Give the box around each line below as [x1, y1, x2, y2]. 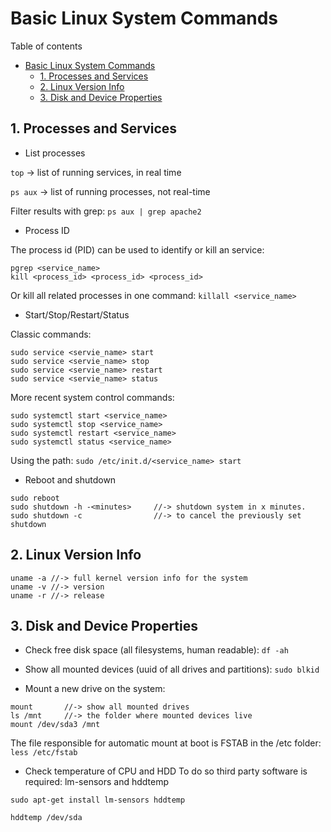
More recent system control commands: [10, 391, 175, 403]
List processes [24, 147, 86, 159]
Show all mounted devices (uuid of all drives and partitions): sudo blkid [24, 663, 320, 676]
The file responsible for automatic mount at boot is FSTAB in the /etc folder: [10, 737, 322, 749]
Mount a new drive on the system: [24, 683, 166, 695]
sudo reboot [10, 493, 60, 503]
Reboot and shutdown [24, 473, 117, 486]
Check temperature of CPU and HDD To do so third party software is [24, 765, 308, 777]
